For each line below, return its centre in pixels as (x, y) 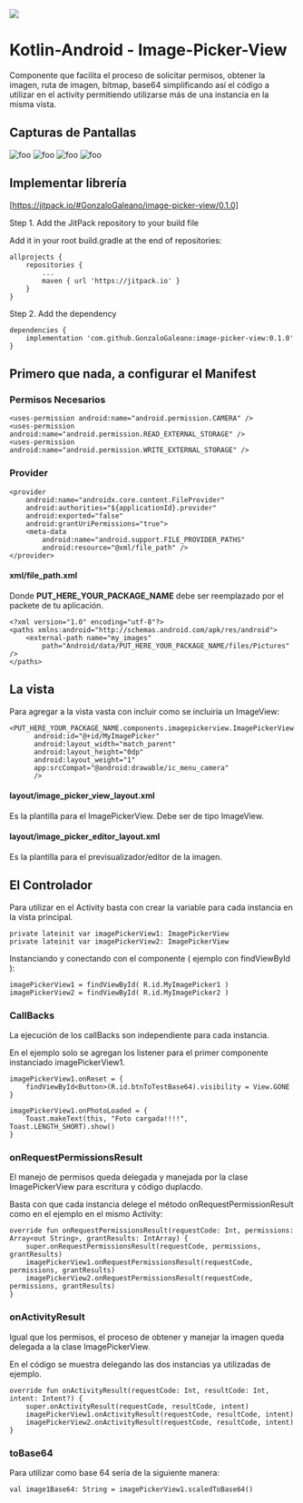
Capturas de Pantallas (73, 133)
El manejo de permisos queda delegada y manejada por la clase (129, 1177)
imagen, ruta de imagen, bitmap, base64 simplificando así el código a (140, 84)
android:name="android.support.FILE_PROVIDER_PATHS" (144, 539)
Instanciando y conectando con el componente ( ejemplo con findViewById (150, 958)
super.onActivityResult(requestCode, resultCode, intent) (137, 1406)
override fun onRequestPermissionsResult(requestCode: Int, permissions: (152, 1231)
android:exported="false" (75, 516)
